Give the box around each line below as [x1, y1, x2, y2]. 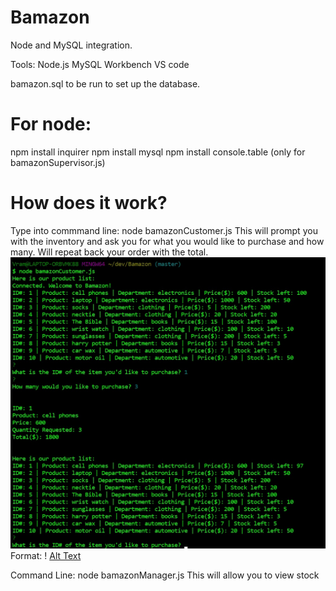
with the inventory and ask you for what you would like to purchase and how [10, 235, 325, 247]
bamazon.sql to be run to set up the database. [10, 77, 201, 90]
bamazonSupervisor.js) [10, 156, 106, 168]
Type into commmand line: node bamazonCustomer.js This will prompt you [10, 224, 318, 236]
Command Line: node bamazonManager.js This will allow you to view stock [10, 569, 320, 581]
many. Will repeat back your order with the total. [10, 246, 209, 258]
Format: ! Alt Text [10, 549, 82, 561]
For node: [10, 113, 92, 136]
